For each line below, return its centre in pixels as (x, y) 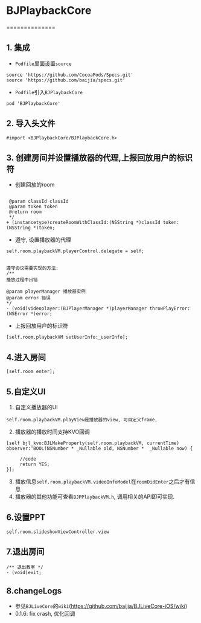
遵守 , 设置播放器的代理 (43, 240)
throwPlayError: (170, 308)
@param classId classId (39, 202)
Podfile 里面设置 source (43, 63)
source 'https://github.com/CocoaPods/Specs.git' (70, 75)
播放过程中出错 (22, 280)
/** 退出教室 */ (25, 567)
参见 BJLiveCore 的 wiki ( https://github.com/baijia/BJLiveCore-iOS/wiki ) (101, 606)
